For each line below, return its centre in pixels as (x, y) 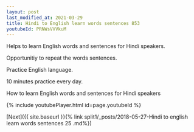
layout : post (23, 12)
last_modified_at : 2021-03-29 (45, 18)
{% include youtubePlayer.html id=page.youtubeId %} (74, 105)
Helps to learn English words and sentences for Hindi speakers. (86, 46)
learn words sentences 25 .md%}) (49, 123)
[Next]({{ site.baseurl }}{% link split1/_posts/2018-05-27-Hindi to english (97, 117)
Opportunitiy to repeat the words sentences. (62, 58)
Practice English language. (40, 70)
